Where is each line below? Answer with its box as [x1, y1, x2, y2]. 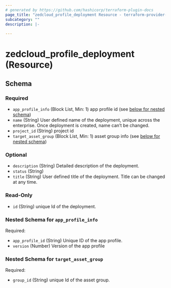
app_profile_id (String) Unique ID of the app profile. [12, 237, 123, 243]
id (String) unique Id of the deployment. [12, 203, 97, 209]
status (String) [12, 168, 44, 175]
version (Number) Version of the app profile [12, 243, 105, 249]
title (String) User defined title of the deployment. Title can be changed [12, 174, 165, 180]
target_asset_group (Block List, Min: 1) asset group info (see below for [12, 133, 160, 139]
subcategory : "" [5, 17, 40, 22]
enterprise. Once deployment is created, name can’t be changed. [12, 123, 150, 128]
